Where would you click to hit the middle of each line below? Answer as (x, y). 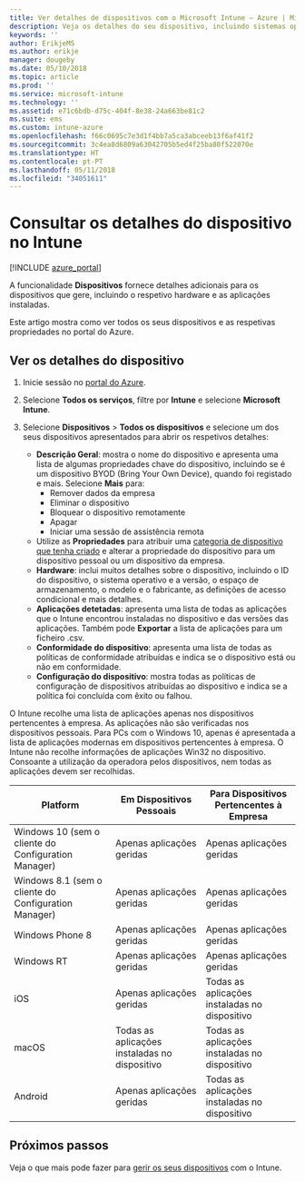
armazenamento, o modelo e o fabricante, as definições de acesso (161, 590)
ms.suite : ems (36, 119)
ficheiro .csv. (60, 638)
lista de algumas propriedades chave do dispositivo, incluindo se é (161, 464)
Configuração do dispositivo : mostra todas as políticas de (146, 676)
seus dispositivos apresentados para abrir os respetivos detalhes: (146, 437)
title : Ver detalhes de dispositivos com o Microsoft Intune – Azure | (148, 18)
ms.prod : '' (32, 85)
